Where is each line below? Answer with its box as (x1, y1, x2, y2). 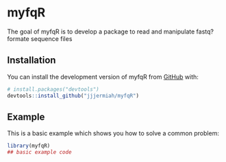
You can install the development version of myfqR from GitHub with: (7, 72, 199, 81)
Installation (7, 55, 56, 66)
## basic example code (7, 149, 72, 156)
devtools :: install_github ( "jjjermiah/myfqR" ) (7, 92, 139, 99)
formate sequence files (7, 34, 73, 42)
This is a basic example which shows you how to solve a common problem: (7, 129, 219, 137)
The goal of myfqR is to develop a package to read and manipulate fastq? (7, 27, 214, 36)
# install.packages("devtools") (7, 85, 99, 93)
